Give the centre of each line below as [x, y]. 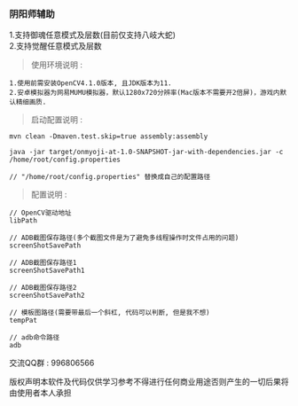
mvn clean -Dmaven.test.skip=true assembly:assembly [109, 137]
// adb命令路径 [35, 338]
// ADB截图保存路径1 [43, 263]
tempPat [24, 321]
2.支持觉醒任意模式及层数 [55, 46]
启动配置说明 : [56, 120]
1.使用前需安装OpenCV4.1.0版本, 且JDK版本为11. [91, 83]
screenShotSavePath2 [47, 296]
